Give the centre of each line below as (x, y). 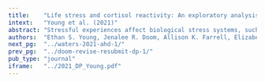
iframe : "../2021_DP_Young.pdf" (65, 66)
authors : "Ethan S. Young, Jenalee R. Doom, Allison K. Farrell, (119, 37)
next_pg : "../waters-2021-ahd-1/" (67, 45)
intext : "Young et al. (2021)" (63, 23)
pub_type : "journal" (42, 59)
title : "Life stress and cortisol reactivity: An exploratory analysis (134, 15)
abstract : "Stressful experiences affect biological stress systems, (125, 30)
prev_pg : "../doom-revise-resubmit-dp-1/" (81, 52)
